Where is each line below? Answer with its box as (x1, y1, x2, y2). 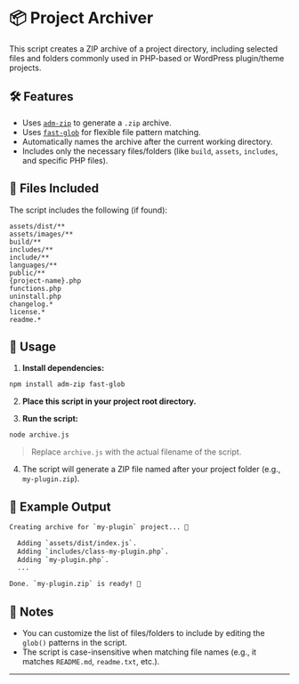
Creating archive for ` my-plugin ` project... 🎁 (9, 522, 190, 531)
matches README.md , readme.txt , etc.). (21, 656, 160, 666)
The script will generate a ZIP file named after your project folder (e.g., (21, 464, 281, 475)
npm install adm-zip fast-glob (9, 380, 125, 389)
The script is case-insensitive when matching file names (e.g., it (21, 647, 256, 657)
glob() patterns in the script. (21, 638, 127, 648)
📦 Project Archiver (9, 8, 154, 28)
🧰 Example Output (9, 499, 111, 514)
